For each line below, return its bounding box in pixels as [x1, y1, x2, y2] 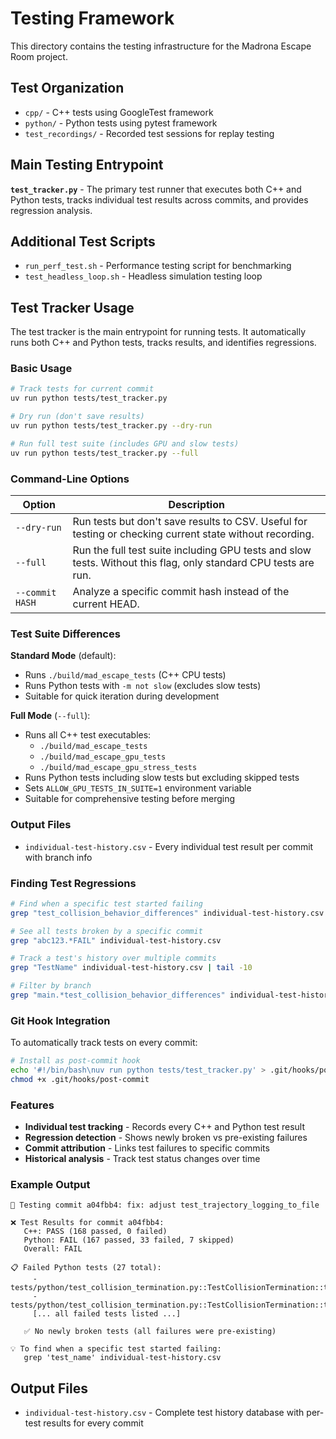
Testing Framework [10, 7, 175, 30]
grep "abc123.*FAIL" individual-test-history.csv [10, 935, 222, 946]
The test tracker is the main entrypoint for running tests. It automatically [10, 326, 307, 338]
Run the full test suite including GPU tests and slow [72, 543, 312, 557]
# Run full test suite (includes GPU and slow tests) [10, 438, 240, 449]
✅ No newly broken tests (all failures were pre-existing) [23, 1327, 277, 1337]
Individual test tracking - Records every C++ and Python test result [24, 1121, 306, 1133]
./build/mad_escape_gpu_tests [39, 752, 167, 762]
